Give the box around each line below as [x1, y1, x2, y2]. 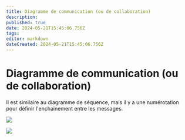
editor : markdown [6, 36, 49, 42]
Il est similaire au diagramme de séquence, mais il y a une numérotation [6, 98, 179, 106]
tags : [6, 31, 19, 36]
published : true [6, 19, 46, 25]
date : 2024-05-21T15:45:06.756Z [6, 25, 85, 31]
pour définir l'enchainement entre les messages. [6, 105, 123, 112]
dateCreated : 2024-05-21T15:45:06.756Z [6, 42, 104, 48]
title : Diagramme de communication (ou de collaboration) [6, 8, 151, 15]
